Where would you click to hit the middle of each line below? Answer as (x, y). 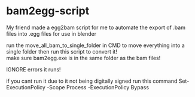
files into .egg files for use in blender (51, 33)
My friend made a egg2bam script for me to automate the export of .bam (96, 27)
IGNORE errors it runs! (33, 69)
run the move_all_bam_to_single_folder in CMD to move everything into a (96, 45)
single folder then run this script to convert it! (62, 51)
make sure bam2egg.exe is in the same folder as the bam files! (83, 58)
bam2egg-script (48, 11)
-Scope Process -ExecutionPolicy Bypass (98, 87)
